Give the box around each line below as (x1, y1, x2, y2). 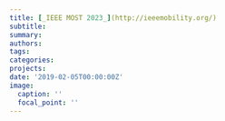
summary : (9, 30, 43, 39)
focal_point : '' (17, 97, 79, 107)
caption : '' (17, 89, 64, 98)
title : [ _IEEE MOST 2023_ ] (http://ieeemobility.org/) (9, 13, 218, 23)
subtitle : (9, 22, 47, 31)
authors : (9, 38, 43, 48)
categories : (9, 55, 54, 65)
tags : (9, 47, 30, 56)
